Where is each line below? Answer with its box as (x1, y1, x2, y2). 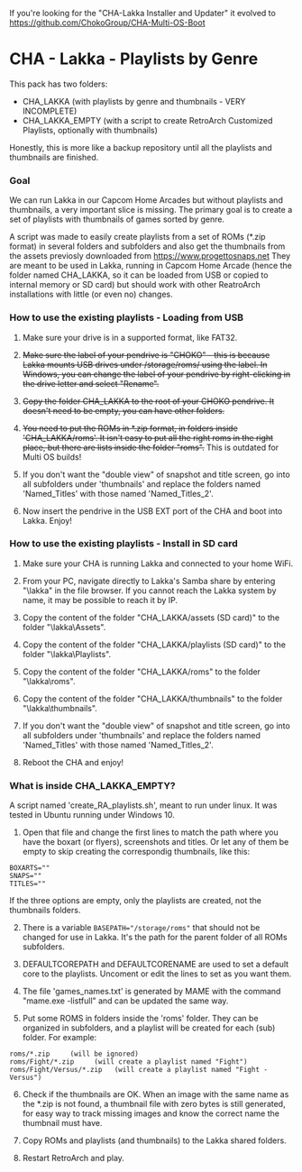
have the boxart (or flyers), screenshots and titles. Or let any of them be (22, 837, 289, 847)
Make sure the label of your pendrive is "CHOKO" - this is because (22, 349, 270, 360)
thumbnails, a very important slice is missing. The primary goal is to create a (9, 205, 293, 215)
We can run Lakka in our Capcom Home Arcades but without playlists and (9, 195, 284, 206)
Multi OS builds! (22, 451, 82, 462)
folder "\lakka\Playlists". (22, 648, 112, 659)
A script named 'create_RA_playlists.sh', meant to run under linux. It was (9, 800, 278, 810)
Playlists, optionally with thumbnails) (22, 124, 158, 135)
